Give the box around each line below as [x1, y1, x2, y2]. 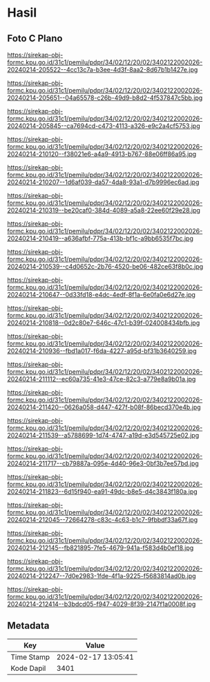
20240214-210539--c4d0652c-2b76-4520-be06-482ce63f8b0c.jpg [7, 262, 204, 271]
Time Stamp [10, 652, 50, 662]
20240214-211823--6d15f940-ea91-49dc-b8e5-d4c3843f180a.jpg [7, 487, 198, 496]
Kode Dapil [10, 663, 46, 673]
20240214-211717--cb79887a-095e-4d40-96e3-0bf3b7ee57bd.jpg [7, 459, 199, 467]
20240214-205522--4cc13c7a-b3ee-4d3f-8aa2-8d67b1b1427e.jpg [7, 66, 198, 73]
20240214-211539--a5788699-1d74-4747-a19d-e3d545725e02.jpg [7, 431, 199, 439]
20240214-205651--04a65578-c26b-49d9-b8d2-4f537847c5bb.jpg [7, 93, 203, 102]
